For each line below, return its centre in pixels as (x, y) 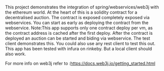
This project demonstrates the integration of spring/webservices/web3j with (82, 7)
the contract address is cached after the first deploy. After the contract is (79, 33)
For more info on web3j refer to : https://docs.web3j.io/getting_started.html (80, 63)
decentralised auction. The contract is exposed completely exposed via (77, 17)
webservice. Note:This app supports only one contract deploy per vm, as (79, 28)
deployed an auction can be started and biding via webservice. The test (78, 38)
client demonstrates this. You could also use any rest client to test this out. (80, 43)
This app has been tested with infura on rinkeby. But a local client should (79, 49)
